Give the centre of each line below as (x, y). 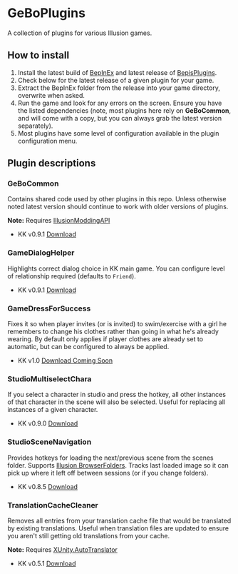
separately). (35, 126)
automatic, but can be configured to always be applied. (88, 347)
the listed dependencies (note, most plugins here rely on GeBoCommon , (124, 110)
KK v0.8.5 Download (48, 486)
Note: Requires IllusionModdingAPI (59, 221)
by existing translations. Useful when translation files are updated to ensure (118, 528)
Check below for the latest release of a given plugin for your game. (116, 80)
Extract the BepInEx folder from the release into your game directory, (119, 88)
